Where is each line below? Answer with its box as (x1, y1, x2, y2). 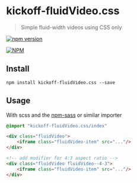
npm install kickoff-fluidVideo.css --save (6, 79, 116, 85)
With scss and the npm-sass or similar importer (6, 111, 122, 118)
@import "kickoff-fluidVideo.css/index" (6, 123, 108, 129)
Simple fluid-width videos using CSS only (20, 24, 122, 31)
